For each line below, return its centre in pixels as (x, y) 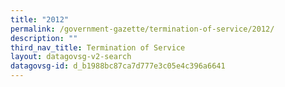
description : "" (44, 38)
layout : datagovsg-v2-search (71, 57)
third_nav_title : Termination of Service (98, 47)
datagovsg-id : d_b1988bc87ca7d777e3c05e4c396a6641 (118, 66)
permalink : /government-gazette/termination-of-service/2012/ (142, 29)
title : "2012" (40, 19)
